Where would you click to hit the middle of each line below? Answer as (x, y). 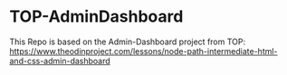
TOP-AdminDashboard (96, 17)
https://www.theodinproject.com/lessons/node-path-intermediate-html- (143, 51)
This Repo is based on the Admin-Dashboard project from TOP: (128, 42)
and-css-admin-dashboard (60, 61)
